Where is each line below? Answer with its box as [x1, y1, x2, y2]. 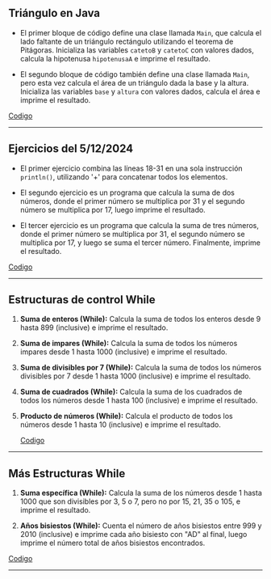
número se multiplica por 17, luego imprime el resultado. [19, 205, 206, 214]
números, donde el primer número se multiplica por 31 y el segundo [19, 196, 245, 205]
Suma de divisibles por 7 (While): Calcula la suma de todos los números [19, 363, 262, 373]
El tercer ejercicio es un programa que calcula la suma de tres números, [19, 220, 260, 230]
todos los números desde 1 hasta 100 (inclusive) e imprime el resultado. [19, 395, 258, 405]
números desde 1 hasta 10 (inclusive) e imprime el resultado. [19, 420, 222, 429]
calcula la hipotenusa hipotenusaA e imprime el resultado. [19, 53, 211, 63]
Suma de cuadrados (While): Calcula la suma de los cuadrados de [19, 387, 243, 397]
